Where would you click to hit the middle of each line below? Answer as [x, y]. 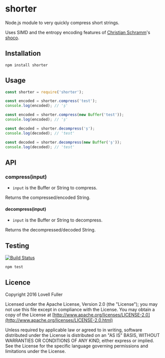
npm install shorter [27, 65]
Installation [23, 53]
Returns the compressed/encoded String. [48, 198]
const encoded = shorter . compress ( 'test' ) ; [51, 101]
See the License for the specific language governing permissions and [77, 346]
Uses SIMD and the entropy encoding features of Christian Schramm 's [78, 32]
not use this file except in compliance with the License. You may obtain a [80, 309]
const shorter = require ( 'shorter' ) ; [44, 92]
